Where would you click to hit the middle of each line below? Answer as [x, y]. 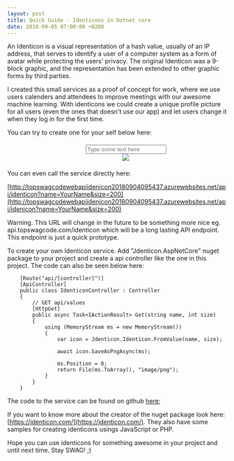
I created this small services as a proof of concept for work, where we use [114, 89]
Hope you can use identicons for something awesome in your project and [112, 443]
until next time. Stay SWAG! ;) [49, 451]
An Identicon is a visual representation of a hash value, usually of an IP [109, 47]
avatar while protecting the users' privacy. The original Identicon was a [109, 61]
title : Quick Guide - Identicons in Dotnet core [79, 20]
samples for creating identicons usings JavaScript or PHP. [91, 430]
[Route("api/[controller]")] [62, 279]
